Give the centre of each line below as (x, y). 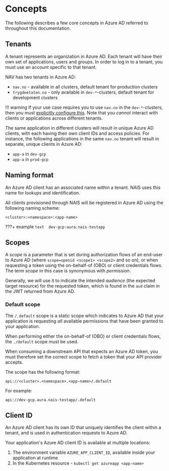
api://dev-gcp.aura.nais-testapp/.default (50, 400)
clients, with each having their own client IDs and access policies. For (77, 133)
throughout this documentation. (38, 28)
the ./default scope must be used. (42, 341)
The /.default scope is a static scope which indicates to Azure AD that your (84, 316)
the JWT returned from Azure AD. (40, 291)
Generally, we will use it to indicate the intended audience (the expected (80, 281)
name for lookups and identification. (43, 192)
